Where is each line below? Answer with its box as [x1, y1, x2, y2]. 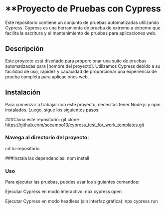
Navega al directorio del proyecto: [5, 134, 89, 141]
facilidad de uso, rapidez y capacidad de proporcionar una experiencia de [5, 68, 157, 74]
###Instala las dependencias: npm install [5, 155, 90, 161]
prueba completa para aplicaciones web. [5, 73, 89, 80]
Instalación [5, 88, 41, 97]
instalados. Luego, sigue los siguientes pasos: [5, 107, 100, 113]
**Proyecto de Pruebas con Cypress [5, 3, 161, 14]
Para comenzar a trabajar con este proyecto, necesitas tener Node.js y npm [5, 101, 161, 107]
